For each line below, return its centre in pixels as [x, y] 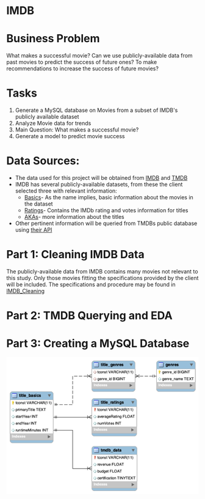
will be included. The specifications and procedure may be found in [91, 284]
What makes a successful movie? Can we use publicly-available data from [100, 56]
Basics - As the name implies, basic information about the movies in [109, 197]
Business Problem [53, 39]
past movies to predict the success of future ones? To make [82, 62]
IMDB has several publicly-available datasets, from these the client [99, 184]
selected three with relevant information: [66, 191]
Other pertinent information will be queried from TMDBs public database [106, 223]
